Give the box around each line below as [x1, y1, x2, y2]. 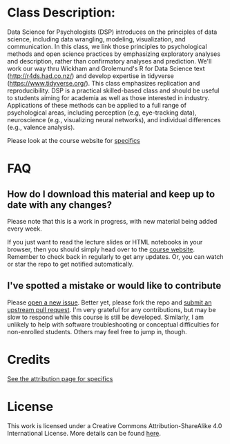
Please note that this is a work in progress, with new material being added [7, 217, 218, 225]
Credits [7, 351, 50, 367]
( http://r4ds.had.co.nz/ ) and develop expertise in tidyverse [7, 71, 174, 80]
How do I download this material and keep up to [7, 188, 215, 200]
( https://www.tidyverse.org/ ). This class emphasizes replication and [7, 79, 200, 87]
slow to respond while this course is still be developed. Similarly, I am [7, 313, 204, 321]
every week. [7, 224, 43, 233]
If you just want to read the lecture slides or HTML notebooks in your [7, 238, 203, 246]
